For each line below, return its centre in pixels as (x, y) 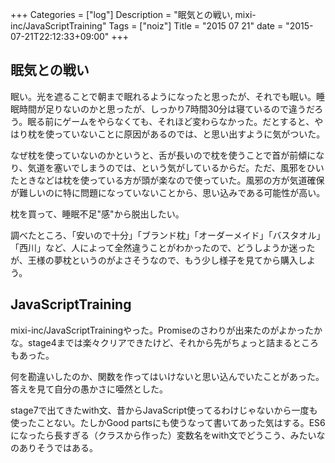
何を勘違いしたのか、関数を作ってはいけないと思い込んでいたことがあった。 (167, 376)
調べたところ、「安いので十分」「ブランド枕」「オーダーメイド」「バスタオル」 (168, 235)
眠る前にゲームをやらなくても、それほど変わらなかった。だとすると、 (171, 121)
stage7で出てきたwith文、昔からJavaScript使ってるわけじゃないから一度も (164, 410)
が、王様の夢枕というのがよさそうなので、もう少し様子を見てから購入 (154, 260)
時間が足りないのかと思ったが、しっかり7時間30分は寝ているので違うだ (166, 109)
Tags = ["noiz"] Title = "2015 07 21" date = (196, 26)
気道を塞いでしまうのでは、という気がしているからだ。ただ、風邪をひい (176, 167)
